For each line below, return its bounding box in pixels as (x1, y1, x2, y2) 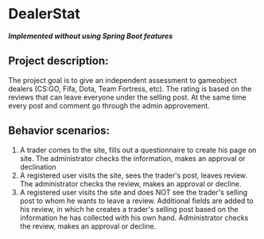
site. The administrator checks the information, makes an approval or (19, 153, 246, 163)
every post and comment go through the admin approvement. (8, 100, 211, 110)
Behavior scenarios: (8, 124, 110, 138)
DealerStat (8, 5, 81, 23)
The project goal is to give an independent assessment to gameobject (8, 75, 237, 84)
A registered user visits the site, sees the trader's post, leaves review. (19, 170, 248, 180)
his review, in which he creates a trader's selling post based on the (19, 204, 239, 214)
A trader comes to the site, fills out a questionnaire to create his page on (19, 145, 257, 155)
